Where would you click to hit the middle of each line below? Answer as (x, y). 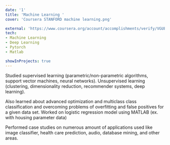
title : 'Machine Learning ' (35, 15)
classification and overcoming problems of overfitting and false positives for (85, 107)
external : (16, 28)
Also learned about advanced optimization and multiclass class (71, 101)
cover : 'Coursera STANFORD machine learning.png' (59, 19)
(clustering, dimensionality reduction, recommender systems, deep (75, 86)
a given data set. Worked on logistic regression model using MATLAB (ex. (82, 112)
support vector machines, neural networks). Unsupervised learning (75, 81)
